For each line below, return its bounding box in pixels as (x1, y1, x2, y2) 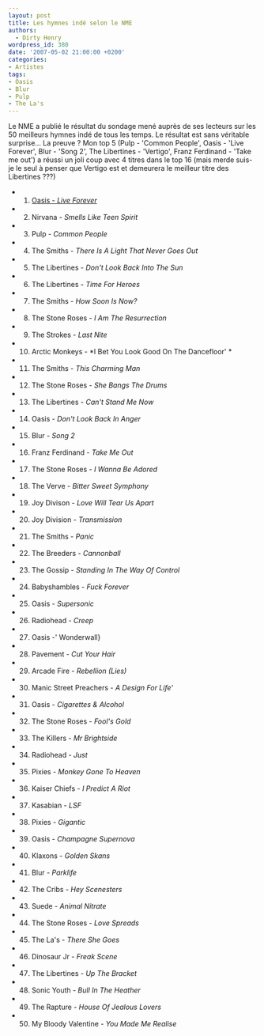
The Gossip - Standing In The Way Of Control (31, 565, 180, 575)
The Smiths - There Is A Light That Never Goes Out (31, 246, 198, 255)
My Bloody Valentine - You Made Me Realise (31, 1019, 177, 1029)
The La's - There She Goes (31, 935, 120, 945)
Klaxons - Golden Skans (31, 851, 111, 860)
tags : (8, 70, 26, 78)
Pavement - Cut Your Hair (31, 649, 116, 659)
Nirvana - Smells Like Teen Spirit (31, 213, 138, 222)
